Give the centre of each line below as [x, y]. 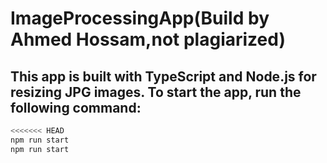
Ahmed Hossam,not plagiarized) [148, 39]
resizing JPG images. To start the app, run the [156, 92]
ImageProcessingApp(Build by [140, 18]
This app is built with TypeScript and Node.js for [163, 76]
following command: [76, 107]
